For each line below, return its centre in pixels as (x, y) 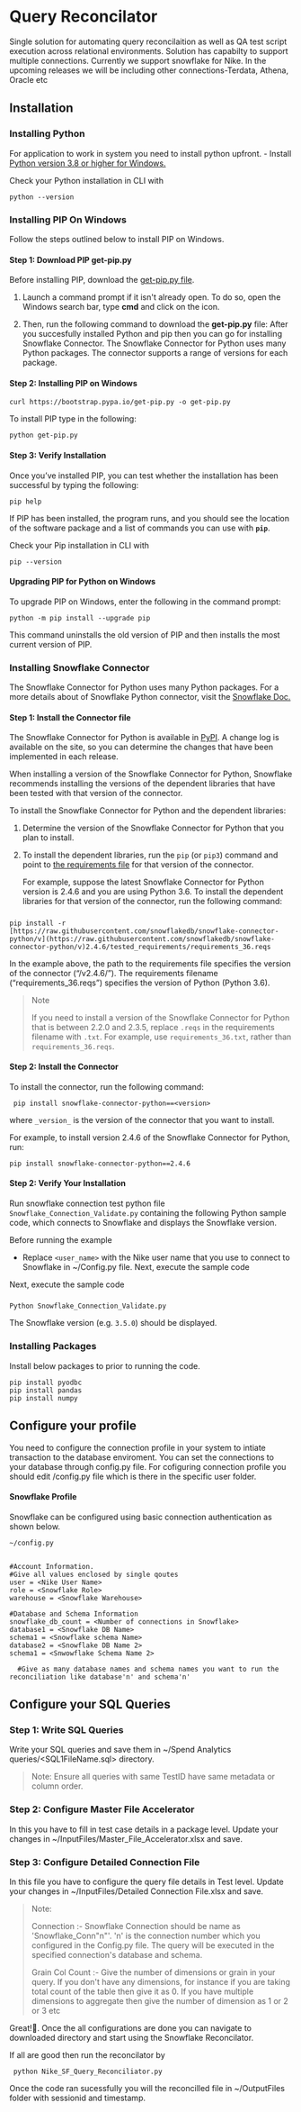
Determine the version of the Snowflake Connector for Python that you (153, 828)
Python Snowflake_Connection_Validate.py (88, 1306)
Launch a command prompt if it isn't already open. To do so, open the (151, 297)
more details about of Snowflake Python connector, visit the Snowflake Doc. (150, 697)
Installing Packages (53, 1346)
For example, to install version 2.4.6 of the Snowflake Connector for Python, (150, 1138)
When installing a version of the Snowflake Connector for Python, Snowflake (151, 774)
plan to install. (48, 838)
